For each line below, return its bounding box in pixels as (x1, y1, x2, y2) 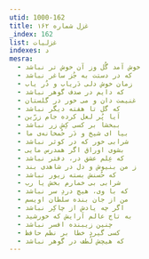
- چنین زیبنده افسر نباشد (17, 220, 114, 229)
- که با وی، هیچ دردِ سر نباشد (17, 187, 129, 196)
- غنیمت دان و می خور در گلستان (17, 95, 137, 105)
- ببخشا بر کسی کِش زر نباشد (17, 121, 122, 130)
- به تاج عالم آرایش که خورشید (17, 211, 133, 221)
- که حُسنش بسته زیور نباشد (17, 170, 117, 179)
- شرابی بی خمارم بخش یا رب (17, 179, 122, 188)
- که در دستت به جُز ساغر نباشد (17, 71, 133, 80)
